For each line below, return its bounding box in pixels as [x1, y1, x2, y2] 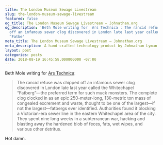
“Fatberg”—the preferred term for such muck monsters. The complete [16, 90, 157, 96]
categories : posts [5, 52, 42, 57]
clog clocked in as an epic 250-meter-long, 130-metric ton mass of [16, 95, 151, 101]
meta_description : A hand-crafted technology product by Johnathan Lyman [5, 43, 158, 48]
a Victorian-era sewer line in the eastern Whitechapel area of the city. [16, 110, 156, 117]
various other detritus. [16, 126, 62, 132]
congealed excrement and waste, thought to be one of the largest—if [16, 100, 155, 106]
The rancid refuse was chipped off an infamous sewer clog [16, 80, 135, 86]
